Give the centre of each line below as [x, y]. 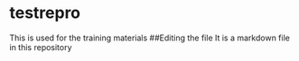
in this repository [41, 47]
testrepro [45, 13]
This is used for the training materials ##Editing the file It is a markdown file [150, 38]
